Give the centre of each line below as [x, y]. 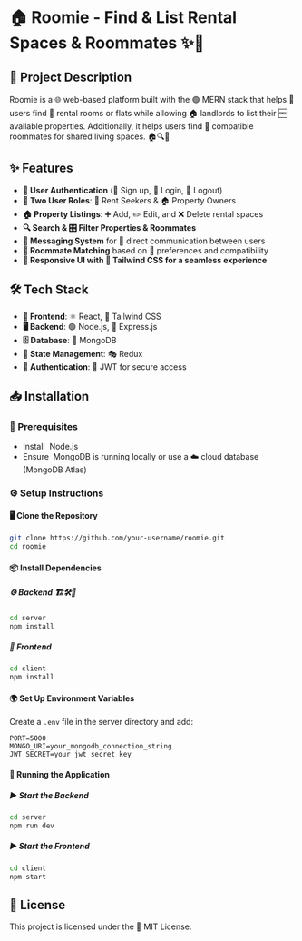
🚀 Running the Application [60, 775]
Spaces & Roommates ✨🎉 [107, 43]
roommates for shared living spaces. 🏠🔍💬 [90, 136]
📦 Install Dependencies [55, 568]
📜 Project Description [71, 77]
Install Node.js [50, 447]
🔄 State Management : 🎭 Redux [83, 353]
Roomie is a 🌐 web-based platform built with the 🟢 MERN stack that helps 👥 [152, 99]
